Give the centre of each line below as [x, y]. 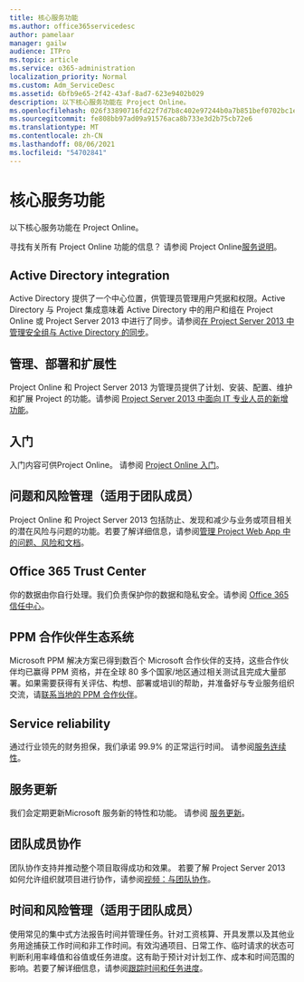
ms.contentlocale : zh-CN [56, 136]
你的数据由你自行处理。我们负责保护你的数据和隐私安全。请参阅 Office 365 [149, 594]
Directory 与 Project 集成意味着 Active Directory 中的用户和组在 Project [141, 310]
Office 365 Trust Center [78, 572]
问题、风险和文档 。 [52, 542]
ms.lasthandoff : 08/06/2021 [62, 144]
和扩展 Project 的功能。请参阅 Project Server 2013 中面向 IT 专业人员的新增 [149, 399]
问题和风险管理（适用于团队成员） [104, 496]
